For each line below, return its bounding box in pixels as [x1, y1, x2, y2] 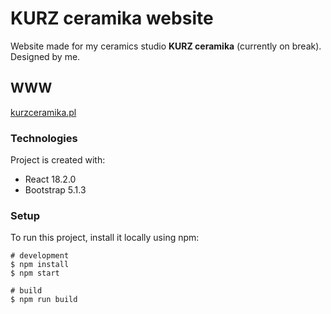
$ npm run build [10, 295, 78, 305]
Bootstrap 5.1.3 [24, 184, 87, 196]
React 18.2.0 [24, 173, 77, 186]
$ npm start [10, 268, 60, 279]
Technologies [10, 131, 78, 145]
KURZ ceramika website [10, 7, 214, 30]
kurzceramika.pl [10, 106, 77, 118]
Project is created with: [10, 154, 106, 166]
